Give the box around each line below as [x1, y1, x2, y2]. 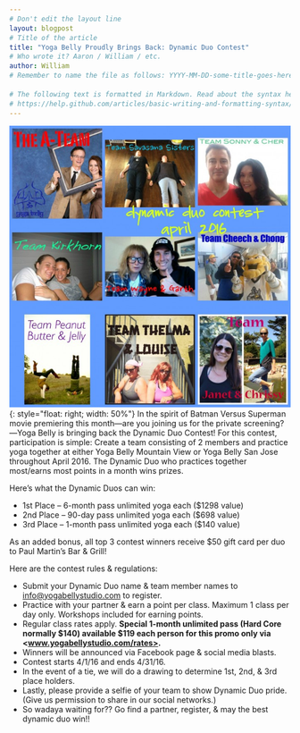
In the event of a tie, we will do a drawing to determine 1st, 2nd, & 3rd [21, 666, 278, 677]
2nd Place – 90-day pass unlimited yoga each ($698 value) [21, 510, 240, 520]
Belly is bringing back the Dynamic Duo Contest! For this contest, [37, 427, 278, 438]
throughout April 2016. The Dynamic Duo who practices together [9, 456, 247, 467]
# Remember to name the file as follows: [9, 72, 166, 80]
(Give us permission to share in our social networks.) [21, 694, 217, 705]
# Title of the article [9, 33, 98, 42]
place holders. [21, 675, 76, 686]
